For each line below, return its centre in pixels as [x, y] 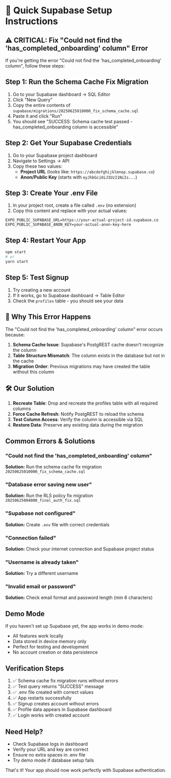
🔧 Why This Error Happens [48, 317]
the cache [23, 361]
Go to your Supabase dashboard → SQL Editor [62, 94]
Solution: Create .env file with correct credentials [57, 524]
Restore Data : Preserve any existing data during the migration [78, 425]
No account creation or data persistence [55, 652]
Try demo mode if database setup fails [53, 760]
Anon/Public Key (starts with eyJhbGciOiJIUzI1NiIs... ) [79, 177]
